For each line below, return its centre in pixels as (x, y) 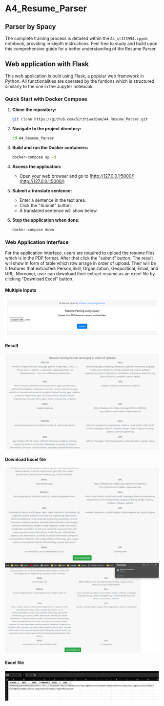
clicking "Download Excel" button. (39, 279)
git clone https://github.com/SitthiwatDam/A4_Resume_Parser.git (80, 119)
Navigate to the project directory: (47, 128)
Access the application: (37, 166)
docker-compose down (33, 230)
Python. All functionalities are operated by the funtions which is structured (80, 81)
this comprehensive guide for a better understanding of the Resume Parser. (81, 49)
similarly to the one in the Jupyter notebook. (50, 86)
